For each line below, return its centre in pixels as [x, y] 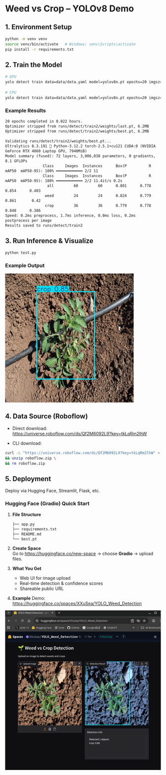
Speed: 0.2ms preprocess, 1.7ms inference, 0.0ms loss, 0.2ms [70, 216]
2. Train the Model [34, 65]
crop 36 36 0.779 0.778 [98, 206]
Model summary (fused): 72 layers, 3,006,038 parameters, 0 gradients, [80, 156]
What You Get [27, 568]
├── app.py [23, 524]
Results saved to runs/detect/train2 [44, 226]
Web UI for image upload [45, 578]
